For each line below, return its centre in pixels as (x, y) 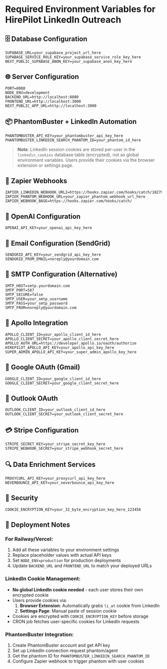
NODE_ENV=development (28, 93)
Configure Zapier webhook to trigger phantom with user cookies (78, 661)
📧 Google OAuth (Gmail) (43, 367)
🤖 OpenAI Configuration (43, 216)
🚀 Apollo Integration (37, 323)
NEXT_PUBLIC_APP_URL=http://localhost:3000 (51, 106)
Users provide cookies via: (40, 600)
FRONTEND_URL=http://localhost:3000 (43, 101)
